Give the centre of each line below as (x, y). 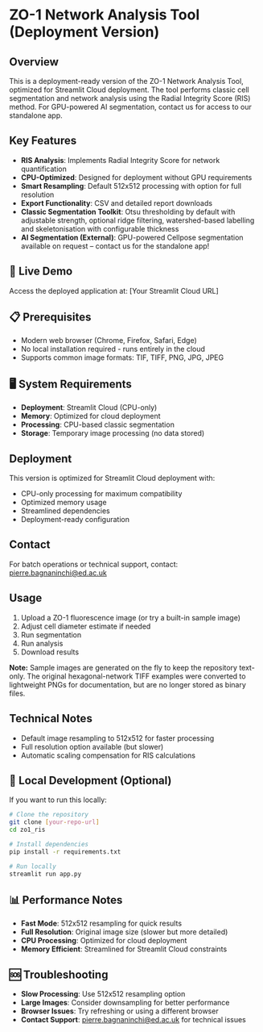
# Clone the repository (49, 815)
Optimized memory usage (64, 503)
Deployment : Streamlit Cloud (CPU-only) (89, 407)
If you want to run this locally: (58, 800)
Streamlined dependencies (66, 511)
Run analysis (42, 643)
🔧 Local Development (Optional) (90, 780)
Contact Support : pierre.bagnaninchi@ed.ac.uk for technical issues (133, 1020)
